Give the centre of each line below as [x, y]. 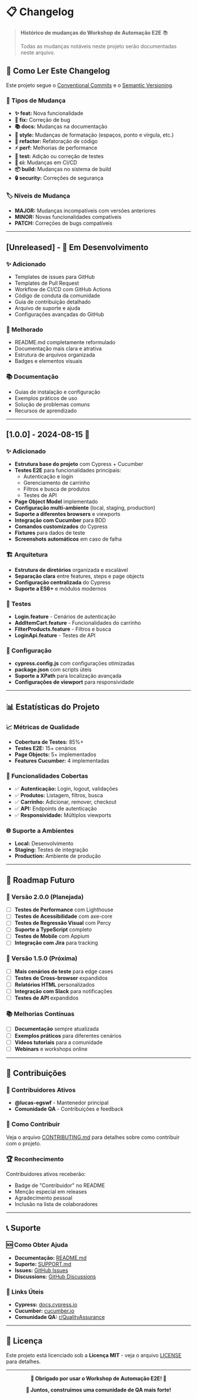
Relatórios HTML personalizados [55, 984]
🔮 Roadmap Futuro [40, 880]
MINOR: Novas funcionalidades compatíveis [68, 217]
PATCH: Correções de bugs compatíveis [63, 223]
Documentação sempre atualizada [57, 1029]
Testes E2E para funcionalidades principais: [68, 470]
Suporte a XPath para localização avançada [68, 676]
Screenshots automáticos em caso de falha [68, 539]
